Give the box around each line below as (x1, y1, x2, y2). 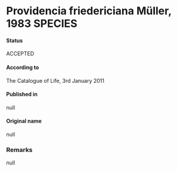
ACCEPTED (6, 50, 35, 57)
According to (6, 64, 39, 71)
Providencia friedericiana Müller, (6, 4, 172, 18)
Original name (6, 117, 42, 125)
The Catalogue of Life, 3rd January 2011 (6, 77, 104, 84)
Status (6, 37, 23, 44)
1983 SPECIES (6, 17, 77, 30)
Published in (6, 91, 38, 98)
